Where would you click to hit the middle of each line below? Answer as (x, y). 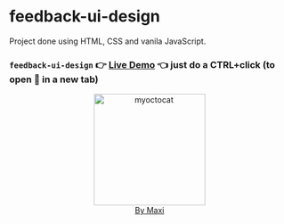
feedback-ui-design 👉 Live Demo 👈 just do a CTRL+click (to (142, 64)
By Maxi (150, 211)
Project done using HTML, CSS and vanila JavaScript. (108, 41)
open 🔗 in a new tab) (54, 79)
